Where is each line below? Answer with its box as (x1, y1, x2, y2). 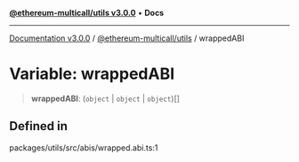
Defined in (9, 119, 69, 134)
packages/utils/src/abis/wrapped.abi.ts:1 (9, 142, 158, 153)
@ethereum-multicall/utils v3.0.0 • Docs (9, 8, 165, 18)
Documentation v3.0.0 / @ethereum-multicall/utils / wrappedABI (9, 33, 245, 43)
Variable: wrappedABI (9, 64, 175, 84)
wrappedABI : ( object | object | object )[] (30, 93, 181, 104)
